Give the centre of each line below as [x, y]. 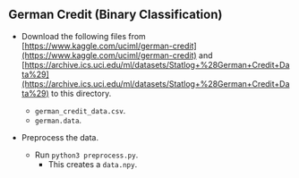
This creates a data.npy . [93, 164]
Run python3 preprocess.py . [86, 155]
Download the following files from [84, 36]
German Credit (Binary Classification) [115, 15]
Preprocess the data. [60, 137]
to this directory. [81, 93]
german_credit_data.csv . [80, 110]
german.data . [58, 120]
